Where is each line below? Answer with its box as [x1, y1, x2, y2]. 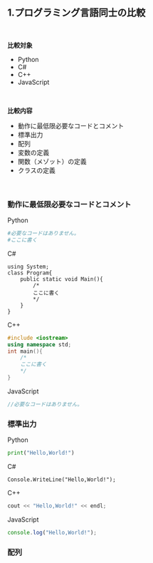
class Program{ [7, 269, 53, 277]
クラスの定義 [17, 166, 56, 175]
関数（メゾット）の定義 [17, 157, 87, 165]
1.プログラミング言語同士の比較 [7, 6, 146, 19]
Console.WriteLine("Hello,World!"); [7, 476, 116, 483]
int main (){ [7, 348, 43, 355]
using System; [7, 263, 50, 270]
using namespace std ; [7, 341, 72, 348]
